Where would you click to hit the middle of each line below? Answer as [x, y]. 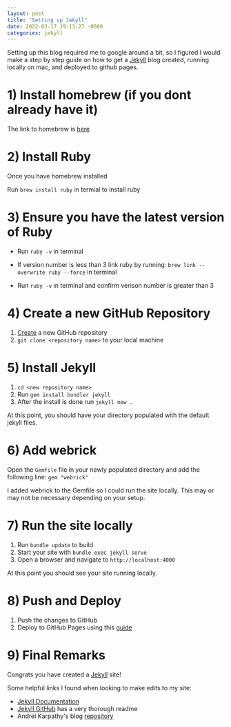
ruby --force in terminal [82, 272]
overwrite [31, 273]
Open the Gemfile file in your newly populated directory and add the [103, 469]
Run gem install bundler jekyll [64, 394]
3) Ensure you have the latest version [116, 218]
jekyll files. [22, 422]
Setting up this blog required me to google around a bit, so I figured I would [114, 53]
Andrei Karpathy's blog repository [65, 716]
